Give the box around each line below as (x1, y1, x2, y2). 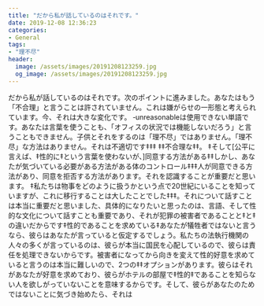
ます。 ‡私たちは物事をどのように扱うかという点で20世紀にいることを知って (8, 181, 256, 190)
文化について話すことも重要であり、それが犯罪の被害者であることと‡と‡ (21, 210, 256, 220)
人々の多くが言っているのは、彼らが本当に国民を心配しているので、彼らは (8, 240, 250, 249)
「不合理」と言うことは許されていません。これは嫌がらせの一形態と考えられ (8, 102, 256, 112)
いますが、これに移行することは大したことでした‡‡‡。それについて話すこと (8, 190, 253, 201)
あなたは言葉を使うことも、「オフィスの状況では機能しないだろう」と (20, 122, 246, 131)
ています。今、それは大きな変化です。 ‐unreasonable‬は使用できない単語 (8, 112, 242, 122)
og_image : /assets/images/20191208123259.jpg (15, 70, 168, 78)
